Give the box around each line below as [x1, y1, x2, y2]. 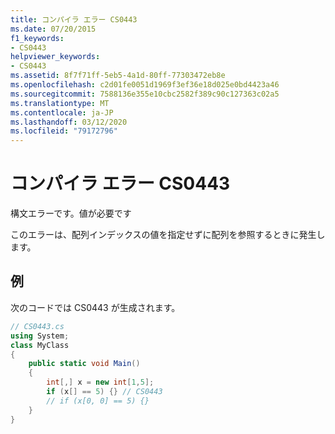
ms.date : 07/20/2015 [10, 24, 97, 34]
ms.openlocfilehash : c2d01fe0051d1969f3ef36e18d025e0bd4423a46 [10, 80, 280, 90]
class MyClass [10, 340, 70, 350]
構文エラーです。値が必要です [10, 207, 132, 220]
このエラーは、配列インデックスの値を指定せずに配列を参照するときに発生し [10, 229, 326, 241]
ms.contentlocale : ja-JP [10, 107, 114, 118]
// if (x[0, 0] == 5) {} [46, 396, 150, 406]
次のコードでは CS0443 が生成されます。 [10, 301, 181, 313]
